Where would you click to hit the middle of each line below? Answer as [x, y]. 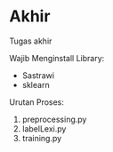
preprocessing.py [54, 119]
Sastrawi [38, 75]
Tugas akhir [31, 41]
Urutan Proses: [37, 102]
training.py [42, 138]
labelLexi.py [44, 128]
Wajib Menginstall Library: [57, 58]
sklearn [36, 84]
